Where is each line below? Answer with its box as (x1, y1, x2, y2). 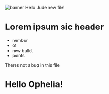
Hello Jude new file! (25, 5, 65, 10)
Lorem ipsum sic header (5, 22, 104, 32)
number (12, 37, 28, 43)
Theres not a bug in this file (5, 62, 60, 67)
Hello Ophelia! (5, 79, 63, 90)
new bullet (12, 47, 33, 53)
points (12, 53, 25, 58)
